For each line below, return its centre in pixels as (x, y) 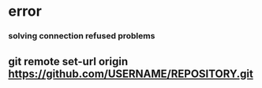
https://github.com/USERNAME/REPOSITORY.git (131, 73)
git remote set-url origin (68, 61)
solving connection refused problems (82, 36)
